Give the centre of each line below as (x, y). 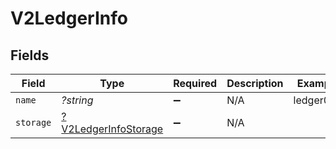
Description (255, 83)
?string (77, 100)
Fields (30, 55)
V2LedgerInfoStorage (112, 129)
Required (195, 83)
